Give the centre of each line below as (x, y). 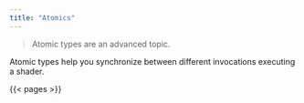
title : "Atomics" (42, 18)
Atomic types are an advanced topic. (101, 44)
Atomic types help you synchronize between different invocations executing (152, 61)
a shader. (27, 71)
